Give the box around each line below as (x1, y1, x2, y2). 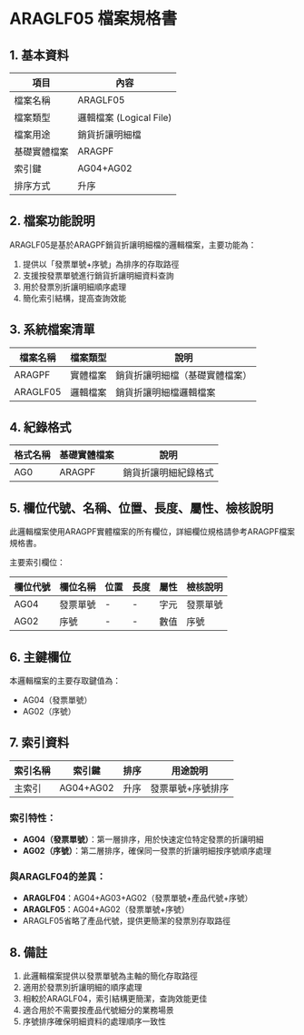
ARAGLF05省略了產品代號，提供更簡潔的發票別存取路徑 (22, 916, 231, 927)
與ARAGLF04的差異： (9, 870, 106, 883)
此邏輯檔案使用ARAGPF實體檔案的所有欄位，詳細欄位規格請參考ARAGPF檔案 (9, 526, 296, 537)
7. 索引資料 (9, 735, 70, 751)
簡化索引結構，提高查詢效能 (22, 292, 127, 303)
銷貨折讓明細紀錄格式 (123, 466, 215, 479)
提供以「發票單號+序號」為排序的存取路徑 (22, 259, 180, 269)
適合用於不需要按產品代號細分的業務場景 (22, 1005, 174, 1016)
